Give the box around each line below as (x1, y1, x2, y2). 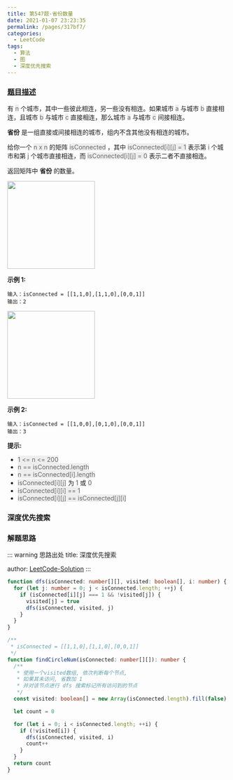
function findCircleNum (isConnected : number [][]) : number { (7, 656, 187, 663)
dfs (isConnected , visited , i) (25, 734, 114, 741)
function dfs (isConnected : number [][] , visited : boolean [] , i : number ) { (7, 579, 227, 586)
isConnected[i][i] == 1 (17, 486, 80, 495)
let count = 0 (13, 708, 55, 715)
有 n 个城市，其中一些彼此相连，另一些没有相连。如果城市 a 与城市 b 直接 (7, 104, 219, 112)
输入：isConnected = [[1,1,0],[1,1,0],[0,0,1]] (7, 291, 146, 298)
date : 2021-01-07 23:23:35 (7, 17, 86, 24)
